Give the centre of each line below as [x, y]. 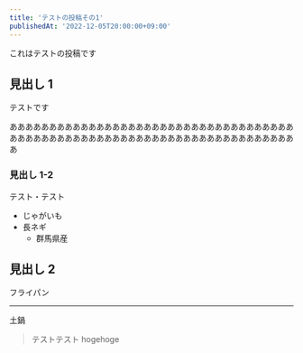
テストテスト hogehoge [75, 339]
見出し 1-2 [32, 175]
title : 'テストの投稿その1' [56, 18]
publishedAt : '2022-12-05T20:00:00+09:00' [90, 26]
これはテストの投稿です [53, 53]
